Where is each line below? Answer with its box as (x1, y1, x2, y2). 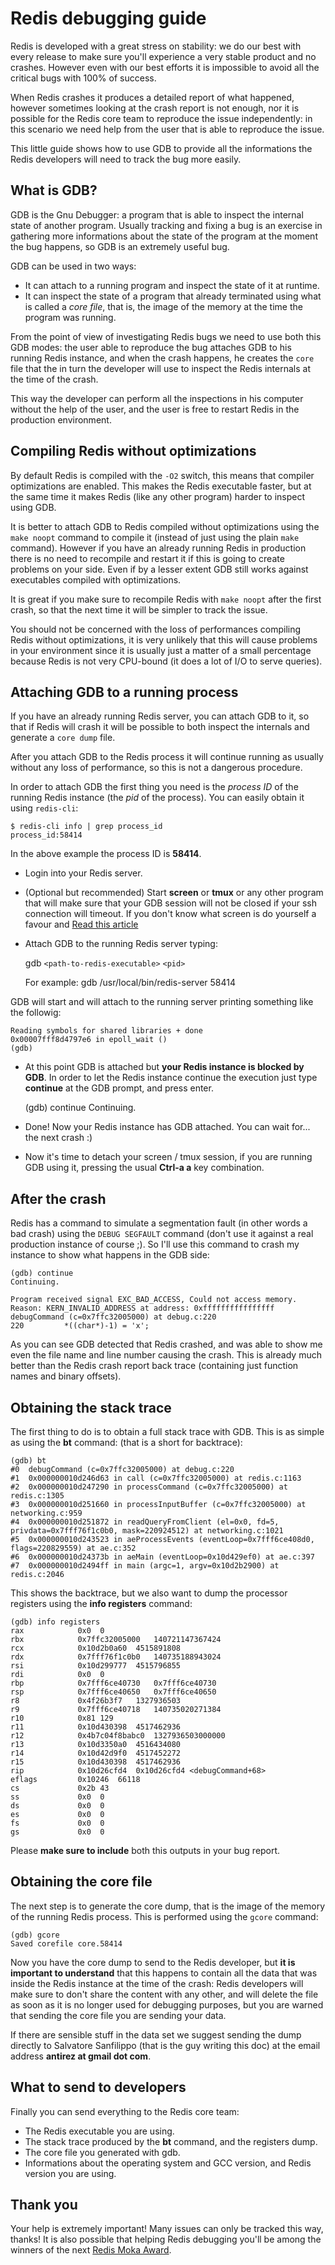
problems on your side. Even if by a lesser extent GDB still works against (10, 563, 309, 575)
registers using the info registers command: (10, 1598, 193, 1609)
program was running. (24, 311, 117, 323)
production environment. (10, 413, 112, 426)
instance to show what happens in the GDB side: (10, 1249, 210, 1261)
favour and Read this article (24, 918, 139, 931)
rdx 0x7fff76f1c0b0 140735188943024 (10, 1652, 222, 1662)
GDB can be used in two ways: (10, 260, 137, 272)
